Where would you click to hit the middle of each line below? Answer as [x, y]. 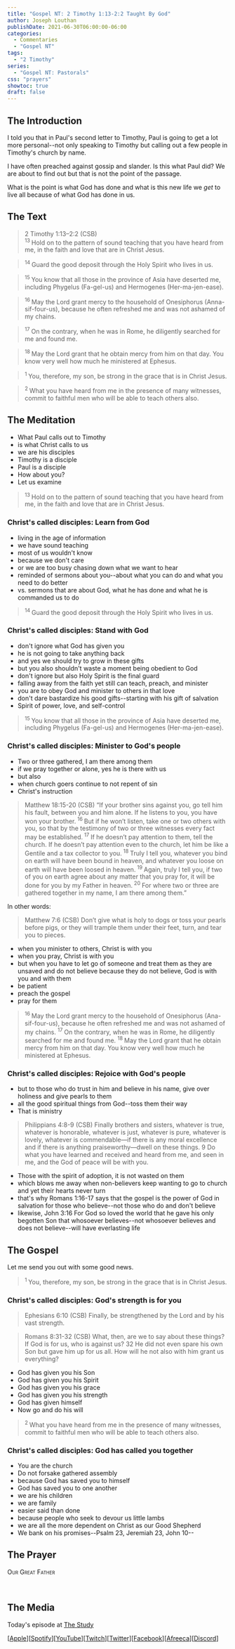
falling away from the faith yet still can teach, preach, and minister [113, 683]
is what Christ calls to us [53, 444]
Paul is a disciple [42, 467]
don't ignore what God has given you [71, 646]
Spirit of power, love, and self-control [71, 705]
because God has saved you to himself [74, 1480]
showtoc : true [28, 86]
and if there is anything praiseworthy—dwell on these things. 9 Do [120, 1147]
